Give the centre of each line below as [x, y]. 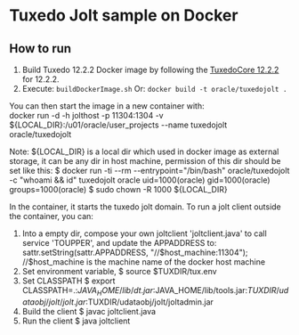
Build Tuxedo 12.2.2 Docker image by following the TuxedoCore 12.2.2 [150, 69]
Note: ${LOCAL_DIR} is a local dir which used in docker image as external [144, 151]
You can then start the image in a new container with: [107, 106]
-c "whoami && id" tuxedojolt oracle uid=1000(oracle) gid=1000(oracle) [140, 180]
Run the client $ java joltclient [76, 321]
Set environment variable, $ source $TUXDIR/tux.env [119, 271]
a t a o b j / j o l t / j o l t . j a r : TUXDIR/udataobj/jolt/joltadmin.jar [117, 302]
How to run [40, 49]
